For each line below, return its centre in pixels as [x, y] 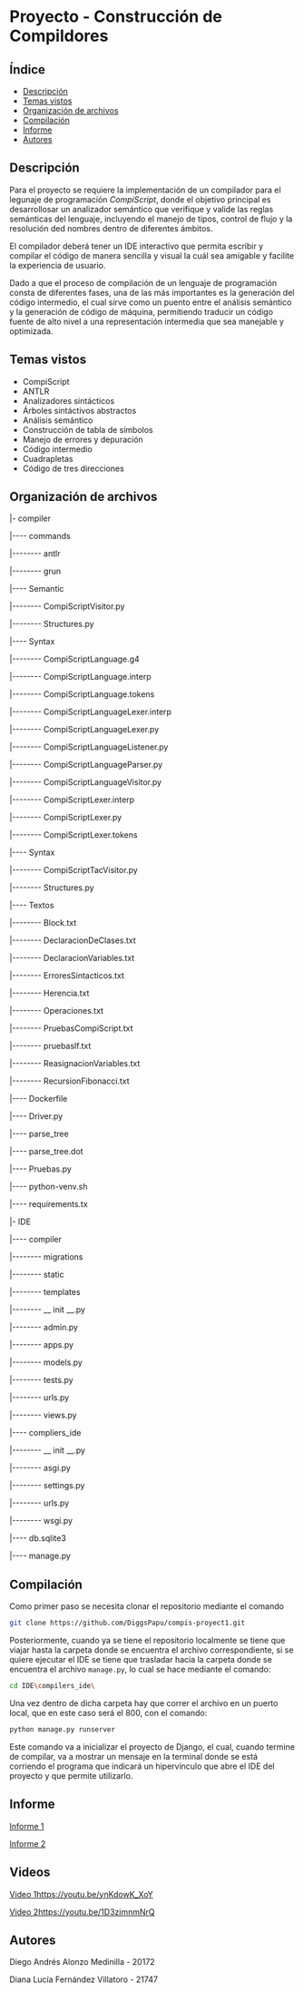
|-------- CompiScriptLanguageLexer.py [84, 730]
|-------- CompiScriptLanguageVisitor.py [85, 782]
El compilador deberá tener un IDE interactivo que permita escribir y [137, 246]
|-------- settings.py [47, 1486]
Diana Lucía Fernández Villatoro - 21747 [84, 1979]
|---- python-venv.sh [49, 1187]
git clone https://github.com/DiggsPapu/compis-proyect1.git [127, 1623]
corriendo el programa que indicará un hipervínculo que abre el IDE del [142, 1766]
